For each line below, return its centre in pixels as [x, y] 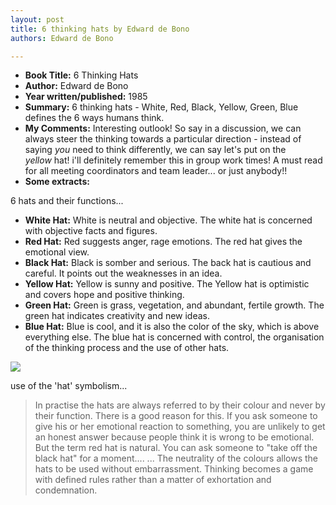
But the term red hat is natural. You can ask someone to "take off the [176, 448]
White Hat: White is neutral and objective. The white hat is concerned [168, 220]
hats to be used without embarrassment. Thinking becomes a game [174, 469]
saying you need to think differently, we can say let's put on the [155, 150]
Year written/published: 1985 [86, 97]
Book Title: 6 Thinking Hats [81, 75]
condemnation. [66, 490]
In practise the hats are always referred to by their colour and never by [180, 405]
